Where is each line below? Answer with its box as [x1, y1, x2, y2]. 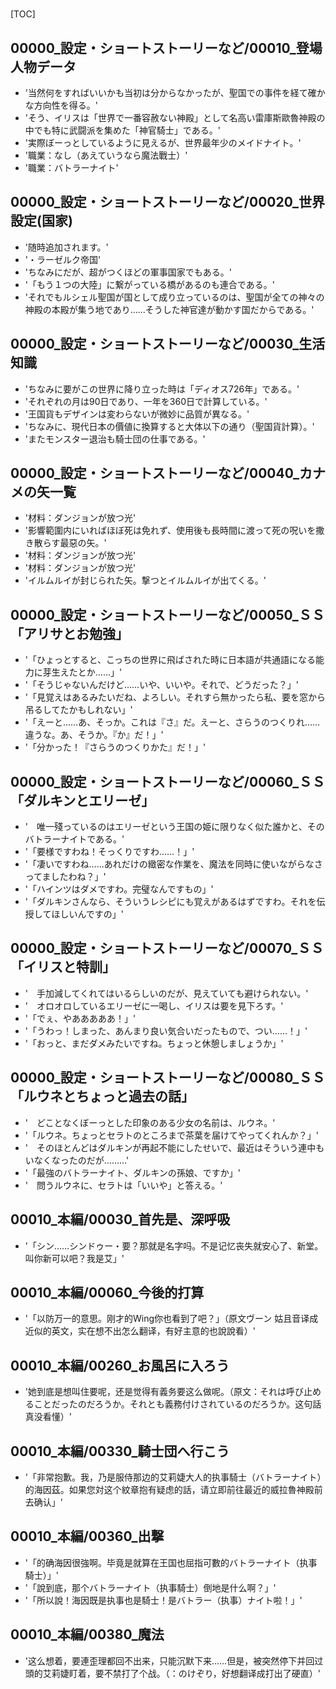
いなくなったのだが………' [24, 1154, 130, 1166]
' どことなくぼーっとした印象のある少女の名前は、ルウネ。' [24, 1116, 276, 1128]
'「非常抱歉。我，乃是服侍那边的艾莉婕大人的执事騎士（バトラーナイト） [24, 1471, 322, 1483]
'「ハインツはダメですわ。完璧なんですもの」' [24, 883, 214, 895]
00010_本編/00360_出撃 [10, 1528, 165, 1545]
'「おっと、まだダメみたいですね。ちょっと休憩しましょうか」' [24, 1037, 284, 1049]
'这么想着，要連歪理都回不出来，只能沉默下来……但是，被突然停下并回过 [24, 1654, 324, 1667]
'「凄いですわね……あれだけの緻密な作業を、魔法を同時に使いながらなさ [24, 858, 323, 870]
